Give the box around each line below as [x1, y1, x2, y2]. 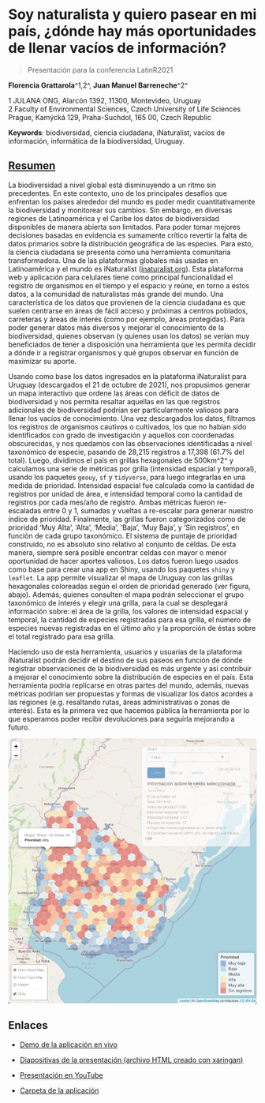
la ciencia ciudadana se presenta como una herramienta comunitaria [8, 247, 231, 257]
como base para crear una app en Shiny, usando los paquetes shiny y [8, 565, 235, 574]
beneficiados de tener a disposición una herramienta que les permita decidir [8, 340, 256, 349]
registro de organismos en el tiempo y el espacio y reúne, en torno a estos [8, 280, 250, 290]
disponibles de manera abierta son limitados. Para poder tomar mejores [8, 222, 241, 231]
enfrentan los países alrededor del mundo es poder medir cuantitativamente [8, 197, 256, 206]
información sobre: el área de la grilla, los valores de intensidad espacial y [8, 606, 248, 616]
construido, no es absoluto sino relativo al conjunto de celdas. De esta [8, 539, 237, 549]
